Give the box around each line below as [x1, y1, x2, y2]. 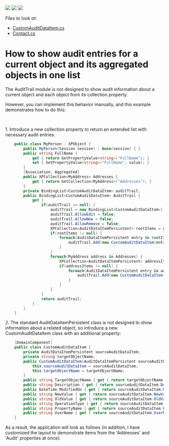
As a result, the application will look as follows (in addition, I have [5, 424, 140, 430]
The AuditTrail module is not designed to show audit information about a [5, 86, 155, 92]
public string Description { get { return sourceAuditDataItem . [23, 382, 161, 387]
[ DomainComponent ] [14, 340, 53, 345]
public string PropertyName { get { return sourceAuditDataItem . [23, 406, 163, 411]
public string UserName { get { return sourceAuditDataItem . [23, 411, 154, 416]
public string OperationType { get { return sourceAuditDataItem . [23, 401, 165, 406]
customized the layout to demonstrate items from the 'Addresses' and [5, 430, 150, 436]
